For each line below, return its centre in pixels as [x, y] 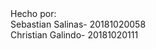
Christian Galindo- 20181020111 [74, 35]
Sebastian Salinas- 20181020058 [78, 24]
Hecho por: [33, 13]
